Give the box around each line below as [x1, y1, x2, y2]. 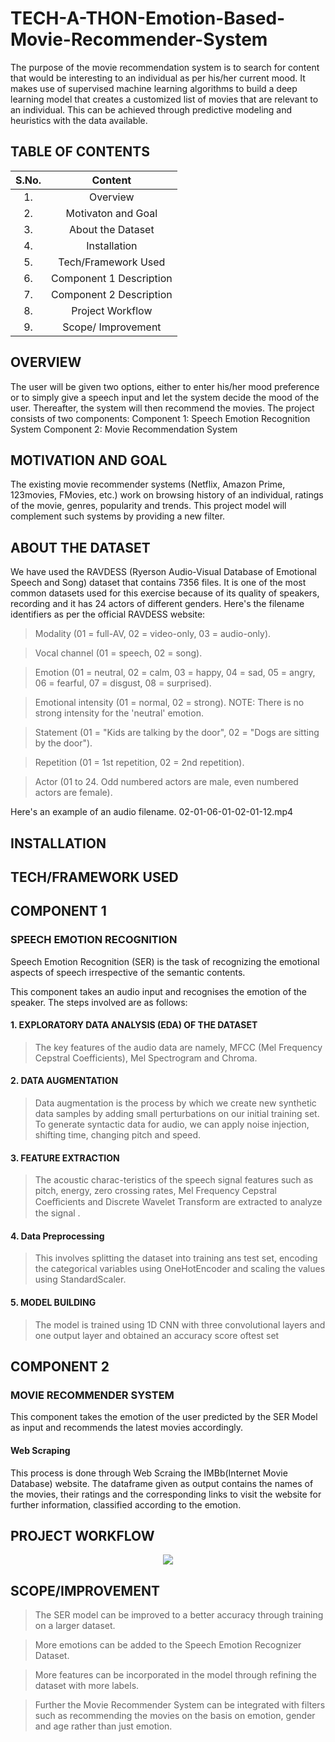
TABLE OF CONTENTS [10, 143, 150, 161]
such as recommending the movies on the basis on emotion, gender [34, 1710, 316, 1722]
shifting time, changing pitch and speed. [34, 1129, 202, 1141]
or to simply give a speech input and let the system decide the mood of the [10, 391, 320, 403]
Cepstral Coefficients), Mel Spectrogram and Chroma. [34, 1052, 258, 1064]
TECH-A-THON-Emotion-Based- [10, 7, 286, 30]
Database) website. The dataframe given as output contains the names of [10, 1477, 314, 1489]
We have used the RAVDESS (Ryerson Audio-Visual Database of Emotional [10, 566, 317, 578]
